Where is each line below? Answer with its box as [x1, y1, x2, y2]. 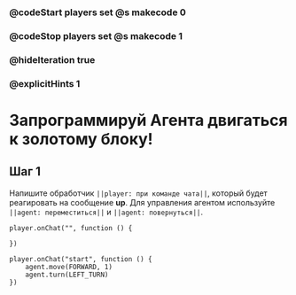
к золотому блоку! [9, 128, 153, 149]
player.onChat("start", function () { [9, 254, 152, 263]
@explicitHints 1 [9, 77, 81, 89]
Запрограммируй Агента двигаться [9, 110, 288, 130]
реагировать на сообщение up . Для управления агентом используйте [9, 197, 276, 207]
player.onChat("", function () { [9, 223, 133, 232]
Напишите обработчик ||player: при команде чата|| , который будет [9, 188, 268, 198]
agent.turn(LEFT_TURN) [25, 270, 109, 279]
